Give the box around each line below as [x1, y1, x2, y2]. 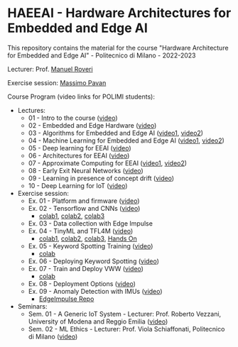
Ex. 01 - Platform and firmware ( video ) [28, 197, 140, 205]
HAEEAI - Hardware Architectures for [7, 5, 232, 21]
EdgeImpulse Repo [38, 294, 94, 303]
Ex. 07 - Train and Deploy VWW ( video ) [28, 264, 144, 272]
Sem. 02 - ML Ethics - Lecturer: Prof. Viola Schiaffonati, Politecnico [28, 324, 225, 333]
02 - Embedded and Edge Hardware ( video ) [28, 121, 157, 129]
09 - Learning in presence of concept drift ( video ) [28, 174, 175, 182]
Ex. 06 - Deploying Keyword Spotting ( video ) [28, 257, 160, 265]
